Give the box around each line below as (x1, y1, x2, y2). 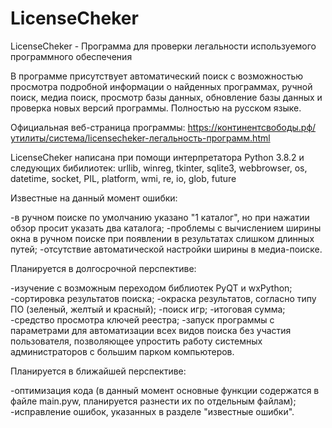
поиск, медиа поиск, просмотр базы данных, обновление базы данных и (10, 91, 323, 103)
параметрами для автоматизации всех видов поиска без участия (10, 324, 292, 336)
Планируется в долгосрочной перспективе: (10, 262, 197, 274)
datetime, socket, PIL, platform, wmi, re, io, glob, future (10, 172, 237, 184)
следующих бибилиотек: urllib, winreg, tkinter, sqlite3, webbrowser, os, (10, 162, 308, 174)
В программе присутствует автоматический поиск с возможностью (10, 70, 304, 82)
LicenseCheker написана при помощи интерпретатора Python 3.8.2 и (10, 151, 305, 163)
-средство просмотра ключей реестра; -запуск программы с (10, 313, 275, 326)
